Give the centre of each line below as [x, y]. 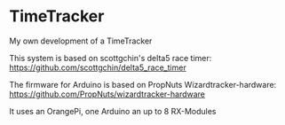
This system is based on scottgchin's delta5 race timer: [111, 58]
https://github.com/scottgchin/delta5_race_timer [98, 67]
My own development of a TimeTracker [81, 41]
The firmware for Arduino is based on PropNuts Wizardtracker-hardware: [143, 84]
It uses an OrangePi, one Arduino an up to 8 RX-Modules [113, 111]
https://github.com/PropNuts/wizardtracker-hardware [107, 94]
